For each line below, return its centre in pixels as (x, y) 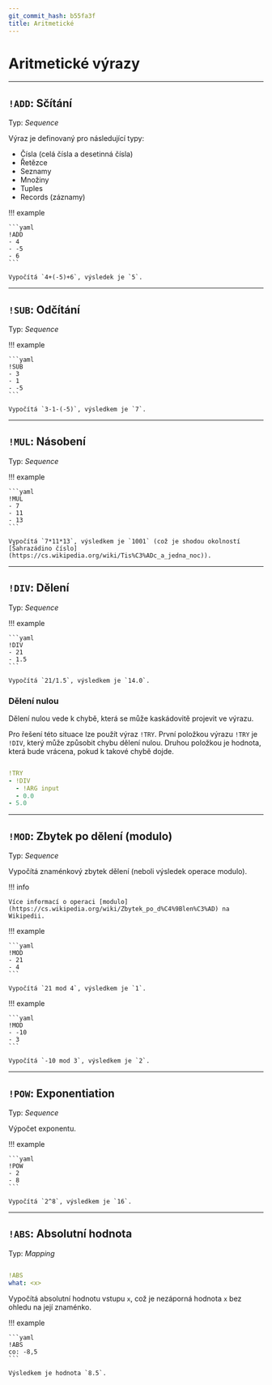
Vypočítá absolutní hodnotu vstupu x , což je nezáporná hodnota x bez (125, 1298)
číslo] (67, 548)
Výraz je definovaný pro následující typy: (76, 138)
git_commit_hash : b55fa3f (52, 16)
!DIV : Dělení (39, 588)
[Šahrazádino (30, 548)
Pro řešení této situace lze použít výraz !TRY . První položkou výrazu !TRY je (133, 734)
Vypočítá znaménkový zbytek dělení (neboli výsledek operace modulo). (128, 871)
